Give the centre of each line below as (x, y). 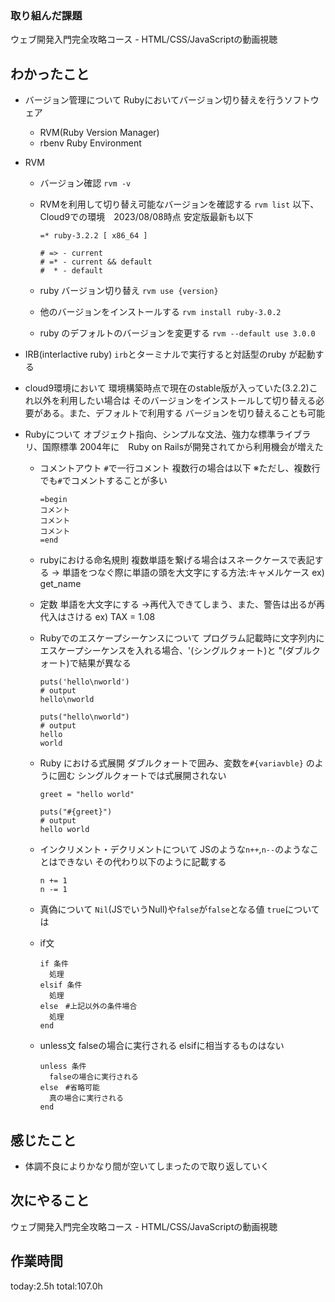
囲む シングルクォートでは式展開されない (142, 776)
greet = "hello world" (87, 795)
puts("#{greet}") (76, 812)
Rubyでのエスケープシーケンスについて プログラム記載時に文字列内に (182, 638)
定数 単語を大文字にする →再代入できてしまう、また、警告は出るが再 (182, 604)
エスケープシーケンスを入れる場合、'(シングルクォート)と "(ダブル (176, 651)
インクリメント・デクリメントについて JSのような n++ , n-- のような (175, 849)
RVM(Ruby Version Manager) (99, 133)
